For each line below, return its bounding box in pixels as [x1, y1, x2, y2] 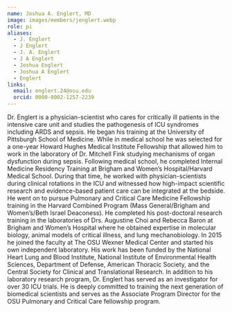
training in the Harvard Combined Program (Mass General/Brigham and [7, 202, 210, 209]
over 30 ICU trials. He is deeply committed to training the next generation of [7, 282, 224, 291]
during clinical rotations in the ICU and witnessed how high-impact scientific [7, 180, 225, 187]
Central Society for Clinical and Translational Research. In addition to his [7, 268, 213, 276]
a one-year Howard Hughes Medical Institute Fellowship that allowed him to [7, 143, 223, 150]
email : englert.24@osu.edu [13, 87, 91, 94]
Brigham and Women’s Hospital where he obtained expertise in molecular [7, 223, 217, 232]
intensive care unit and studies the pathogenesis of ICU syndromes [7, 121, 199, 128]
